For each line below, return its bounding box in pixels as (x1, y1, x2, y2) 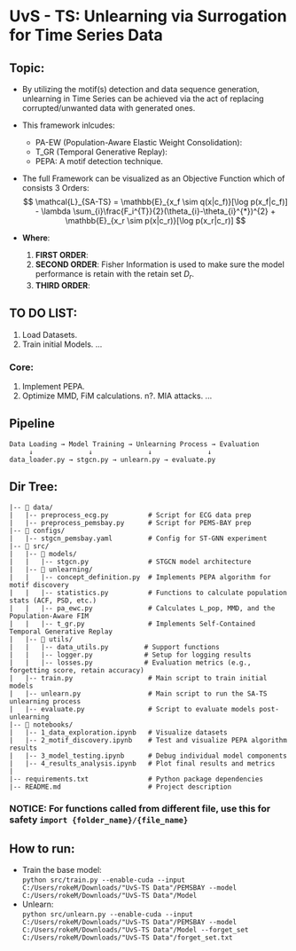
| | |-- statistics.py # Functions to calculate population (9, 588, 288, 597)
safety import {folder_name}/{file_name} (9, 813, 189, 826)
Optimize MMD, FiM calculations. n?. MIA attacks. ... (21, 390, 213, 401)
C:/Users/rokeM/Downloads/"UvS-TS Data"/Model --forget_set (21, 925, 249, 935)
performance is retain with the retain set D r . (35, 269, 195, 281)
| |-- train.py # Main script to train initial (9, 673, 268, 682)
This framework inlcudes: (21, 120, 115, 130)
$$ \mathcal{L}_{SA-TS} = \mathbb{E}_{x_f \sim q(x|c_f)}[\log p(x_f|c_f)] (23, 197, 288, 207)
